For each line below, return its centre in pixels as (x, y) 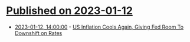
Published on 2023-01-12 (69, 11)
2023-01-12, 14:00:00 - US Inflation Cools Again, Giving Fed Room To (99, 27)
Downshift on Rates (38, 33)
